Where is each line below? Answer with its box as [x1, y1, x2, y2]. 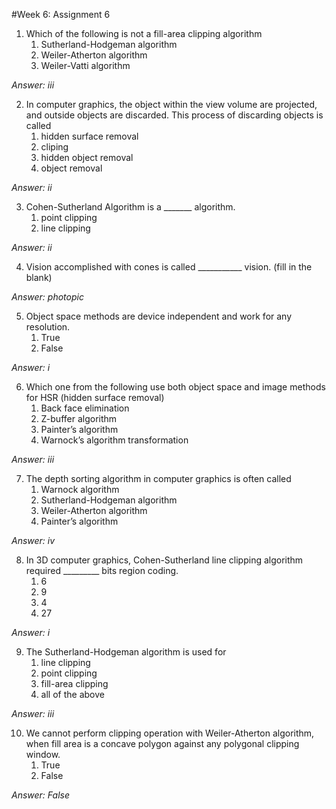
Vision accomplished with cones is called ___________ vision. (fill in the [25, 261, 313, 273]
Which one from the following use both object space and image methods [25, 381, 326, 393]
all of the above [40, 689, 105, 700]
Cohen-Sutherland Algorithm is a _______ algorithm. [25, 201, 236, 213]
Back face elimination [40, 402, 130, 414]
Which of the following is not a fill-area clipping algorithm [25, 28, 263, 39]
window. [25, 749, 61, 760]
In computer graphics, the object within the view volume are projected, [25, 99, 318, 110]
